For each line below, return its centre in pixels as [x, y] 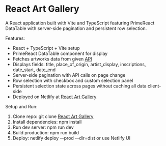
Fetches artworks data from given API [52, 59]
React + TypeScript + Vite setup [46, 48]
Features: [15, 38]
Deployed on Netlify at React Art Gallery [54, 97]
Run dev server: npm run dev [43, 127]
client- [154, 86]
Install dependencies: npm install [47, 122]
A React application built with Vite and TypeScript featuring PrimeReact [80, 23]
